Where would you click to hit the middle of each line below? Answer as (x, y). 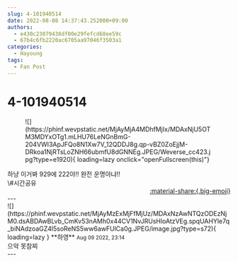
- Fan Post (30, 67)
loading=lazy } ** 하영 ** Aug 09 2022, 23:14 (66, 237)
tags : (15, 60)
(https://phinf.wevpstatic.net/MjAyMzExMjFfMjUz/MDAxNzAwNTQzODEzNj (117, 213)
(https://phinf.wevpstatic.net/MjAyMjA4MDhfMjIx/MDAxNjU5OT (118, 129)
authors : (20, 27)
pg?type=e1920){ (50, 159)
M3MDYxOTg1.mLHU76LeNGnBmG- (78, 136)
